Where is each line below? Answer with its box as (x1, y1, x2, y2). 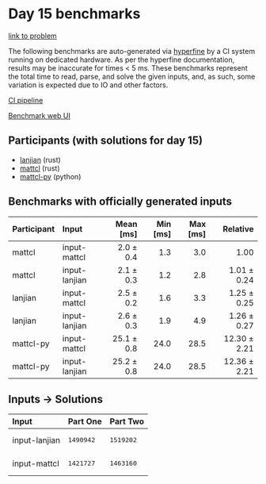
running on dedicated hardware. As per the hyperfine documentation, (8, 55, 235, 64)
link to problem (8, 31, 57, 40)
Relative (222, 223, 254, 234)
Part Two (109, 416, 145, 427)
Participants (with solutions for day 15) (8, 134, 203, 148)
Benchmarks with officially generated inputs (8, 195, 232, 209)
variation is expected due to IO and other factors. (8, 80, 169, 90)
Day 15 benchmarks (8, 5, 141, 23)
